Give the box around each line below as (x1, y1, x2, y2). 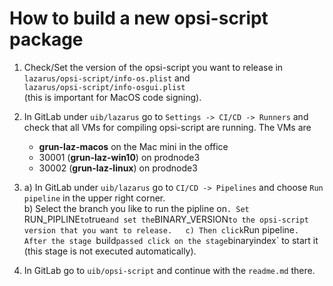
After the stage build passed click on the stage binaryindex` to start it (23, 234, 319, 246)
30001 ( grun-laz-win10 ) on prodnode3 (38, 151, 201, 163)
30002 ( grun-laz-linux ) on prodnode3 (38, 162, 198, 174)
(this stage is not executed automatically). (23, 245, 197, 257)
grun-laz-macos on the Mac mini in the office (38, 140, 229, 152)
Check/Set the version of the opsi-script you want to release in (23, 61, 284, 73)
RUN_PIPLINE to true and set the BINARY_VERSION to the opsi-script (23, 213, 309, 225)
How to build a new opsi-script (9, 7, 269, 30)
